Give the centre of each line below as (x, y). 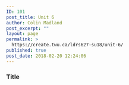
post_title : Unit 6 (30, 17)
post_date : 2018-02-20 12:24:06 (46, 56)
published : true (26, 51)
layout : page (22, 34)
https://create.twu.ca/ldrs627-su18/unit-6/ (67, 45)
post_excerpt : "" (28, 28)
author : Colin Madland (34, 23)
